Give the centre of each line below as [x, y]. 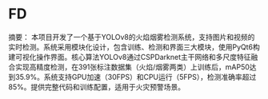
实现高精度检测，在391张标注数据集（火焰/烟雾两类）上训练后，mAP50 [132, 67]
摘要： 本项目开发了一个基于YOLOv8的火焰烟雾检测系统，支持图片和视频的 [132, 37]
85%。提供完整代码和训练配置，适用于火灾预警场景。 [97, 87]
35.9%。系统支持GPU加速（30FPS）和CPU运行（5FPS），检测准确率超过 [136, 77]
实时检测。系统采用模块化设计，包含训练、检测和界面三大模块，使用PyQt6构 [134, 47]
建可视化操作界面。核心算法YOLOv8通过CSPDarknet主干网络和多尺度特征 [130, 57]
